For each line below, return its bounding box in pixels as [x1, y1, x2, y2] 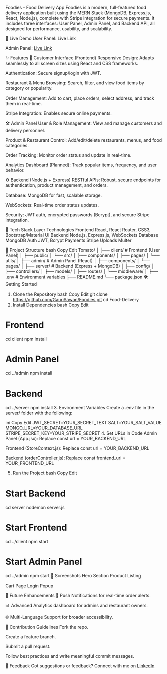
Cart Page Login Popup [5, 583, 54, 589]
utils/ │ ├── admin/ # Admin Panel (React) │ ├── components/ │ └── [5, 258, 150, 263]
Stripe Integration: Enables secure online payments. [5, 110, 112, 116]
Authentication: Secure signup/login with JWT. [5, 70, 101, 76]
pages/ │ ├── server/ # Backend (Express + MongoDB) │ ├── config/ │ [5, 263, 155, 269]
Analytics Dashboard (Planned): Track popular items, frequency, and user [5, 162, 157, 168]
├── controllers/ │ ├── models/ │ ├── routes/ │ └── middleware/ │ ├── [5, 268, 158, 274]
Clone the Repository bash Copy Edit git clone [12, 291, 108, 297]
